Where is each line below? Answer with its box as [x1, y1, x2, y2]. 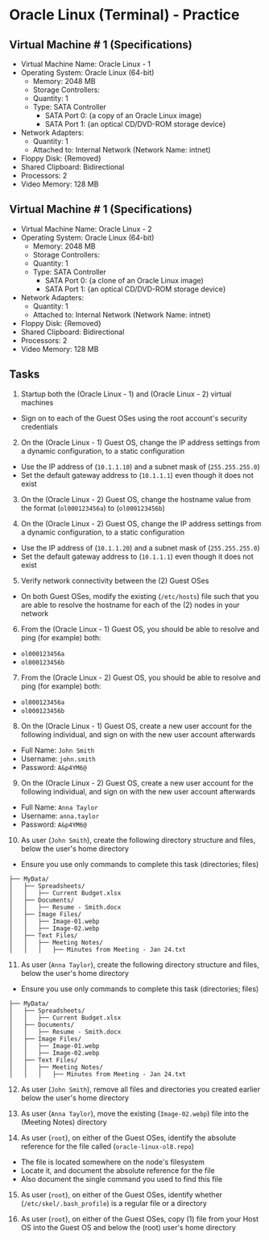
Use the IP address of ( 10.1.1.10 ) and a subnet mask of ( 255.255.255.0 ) [20, 462, 260, 471]
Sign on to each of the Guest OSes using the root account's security [20, 413, 248, 423]
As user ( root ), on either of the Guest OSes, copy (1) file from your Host [20, 1213, 259, 1224]
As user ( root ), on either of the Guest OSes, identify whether [20, 1189, 223, 1200]
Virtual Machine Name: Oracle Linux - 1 [20, 59, 151, 69]
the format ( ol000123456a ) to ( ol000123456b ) [20, 503, 166, 513]
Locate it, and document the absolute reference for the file [20, 1165, 216, 1175]
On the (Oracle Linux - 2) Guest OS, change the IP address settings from [20, 518, 262, 528]
